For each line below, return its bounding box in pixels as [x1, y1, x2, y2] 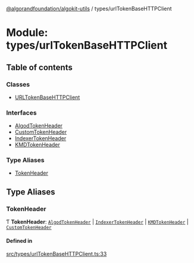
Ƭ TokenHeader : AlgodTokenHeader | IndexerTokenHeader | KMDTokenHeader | [6, 218, 189, 225]
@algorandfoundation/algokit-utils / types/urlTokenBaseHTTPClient [6, 5, 172, 12]
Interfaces [6, 109, 37, 117]
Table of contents [6, 62, 73, 72]
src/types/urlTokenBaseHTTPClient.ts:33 [6, 250, 107, 258]
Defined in [6, 237, 33, 244]
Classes [6, 80, 30, 88]
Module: [6, 26, 48, 39]
